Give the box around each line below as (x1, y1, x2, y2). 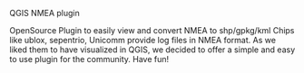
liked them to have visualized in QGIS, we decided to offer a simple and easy (9, 44, 296, 55)
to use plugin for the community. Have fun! (9, 54, 170, 64)
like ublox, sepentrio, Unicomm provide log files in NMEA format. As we (9, 35, 277, 45)
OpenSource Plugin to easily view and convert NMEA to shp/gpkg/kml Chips (9, 25, 295, 35)
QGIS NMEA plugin (9, 8, 80, 18)
